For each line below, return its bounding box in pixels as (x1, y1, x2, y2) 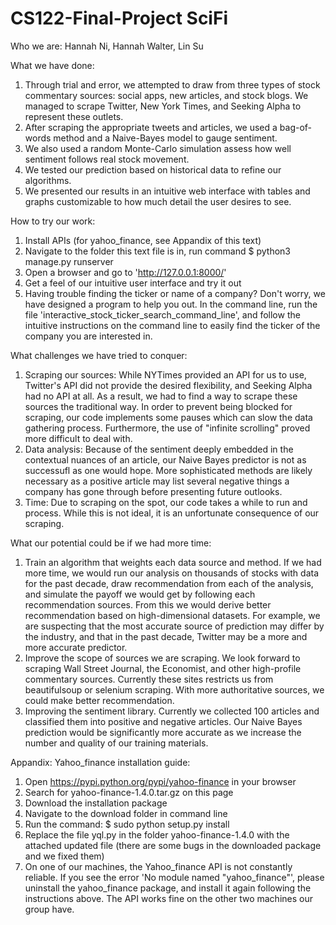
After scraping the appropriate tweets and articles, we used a (24, 121, 278, 133)
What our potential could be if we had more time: (10, 537, 212, 549)
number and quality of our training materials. (24, 737, 209, 749)
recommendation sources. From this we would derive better (24, 598, 272, 611)
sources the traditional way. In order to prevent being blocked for (24, 400, 293, 412)
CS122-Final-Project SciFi (10, 7, 228, 30)
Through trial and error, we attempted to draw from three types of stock (24, 78, 321, 91)
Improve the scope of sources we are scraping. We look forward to (24, 652, 301, 664)
